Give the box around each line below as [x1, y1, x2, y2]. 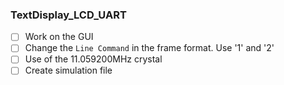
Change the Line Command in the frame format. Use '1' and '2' [24, 42, 275, 54]
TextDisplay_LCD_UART [10, 8, 127, 22]
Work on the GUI [24, 31, 94, 43]
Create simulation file [24, 64, 113, 77]
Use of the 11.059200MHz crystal [24, 53, 163, 65]
